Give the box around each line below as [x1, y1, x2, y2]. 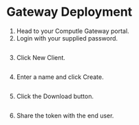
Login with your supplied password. [16, 34, 118, 42]
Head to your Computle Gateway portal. [16, 27, 129, 35]
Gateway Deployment [6, 4, 133, 20]
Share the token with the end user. [16, 111, 114, 120]
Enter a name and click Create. [16, 73, 104, 81]
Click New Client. [16, 53, 66, 62]
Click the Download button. [16, 92, 94, 100]
